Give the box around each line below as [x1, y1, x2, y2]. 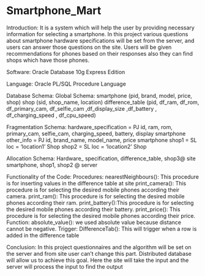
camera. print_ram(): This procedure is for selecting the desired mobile [6, 192, 185, 200]
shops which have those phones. [6, 56, 90, 64]
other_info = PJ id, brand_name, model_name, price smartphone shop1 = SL [6, 136, 197, 144]
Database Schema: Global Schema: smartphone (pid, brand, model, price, [6, 92, 193, 99]
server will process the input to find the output [6, 263, 124, 270]
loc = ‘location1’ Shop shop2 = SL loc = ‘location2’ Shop [6, 143, 147, 150]
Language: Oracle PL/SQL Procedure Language [6, 80, 127, 88]
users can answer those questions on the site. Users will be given [6, 43, 172, 51]
